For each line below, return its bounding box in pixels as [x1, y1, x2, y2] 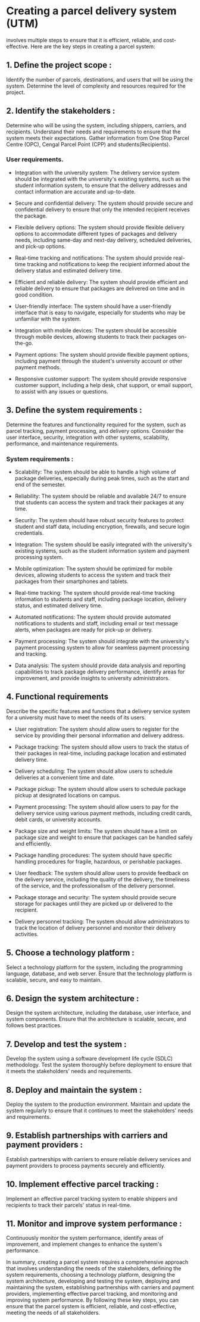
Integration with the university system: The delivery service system [14, 169, 180, 176]
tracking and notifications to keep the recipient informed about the [27, 260, 190, 267]
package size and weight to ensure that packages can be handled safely [14, 834, 193, 841]
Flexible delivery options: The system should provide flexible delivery [14, 223, 185, 230]
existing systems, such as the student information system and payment [14, 547, 190, 554]
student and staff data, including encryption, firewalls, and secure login [14, 523, 190, 530]
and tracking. [14, 650, 48, 657]
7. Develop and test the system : [6, 1039, 127, 1049]
